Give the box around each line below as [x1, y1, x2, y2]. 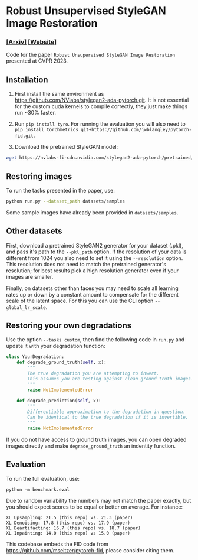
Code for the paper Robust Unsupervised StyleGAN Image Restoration [6, 51, 176, 58]
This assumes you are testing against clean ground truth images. [27, 376, 194, 382]
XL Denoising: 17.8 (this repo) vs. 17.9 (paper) [6, 520, 131, 526]
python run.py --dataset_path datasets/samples [6, 198, 126, 204]
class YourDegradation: [6, 354, 65, 360]
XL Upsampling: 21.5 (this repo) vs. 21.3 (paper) [6, 515, 133, 520]
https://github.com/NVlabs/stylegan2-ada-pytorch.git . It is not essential [14, 96, 189, 104]
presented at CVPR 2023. [6, 57, 68, 64]
